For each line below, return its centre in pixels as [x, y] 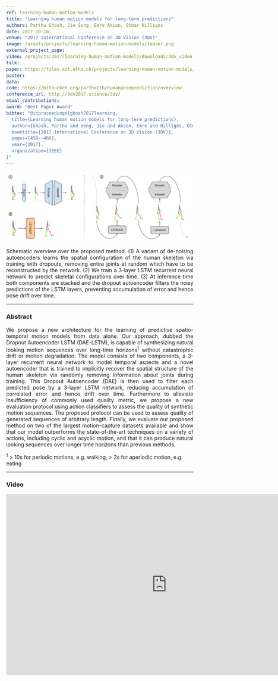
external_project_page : [36, 51]
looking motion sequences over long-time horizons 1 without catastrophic [100, 349]
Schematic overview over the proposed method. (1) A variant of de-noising [100, 251]
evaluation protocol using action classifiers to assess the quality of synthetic [100, 407]
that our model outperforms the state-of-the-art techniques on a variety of [100, 432]
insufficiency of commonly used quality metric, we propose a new [100, 400]
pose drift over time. [31, 296]
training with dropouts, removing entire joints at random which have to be [100, 264]
